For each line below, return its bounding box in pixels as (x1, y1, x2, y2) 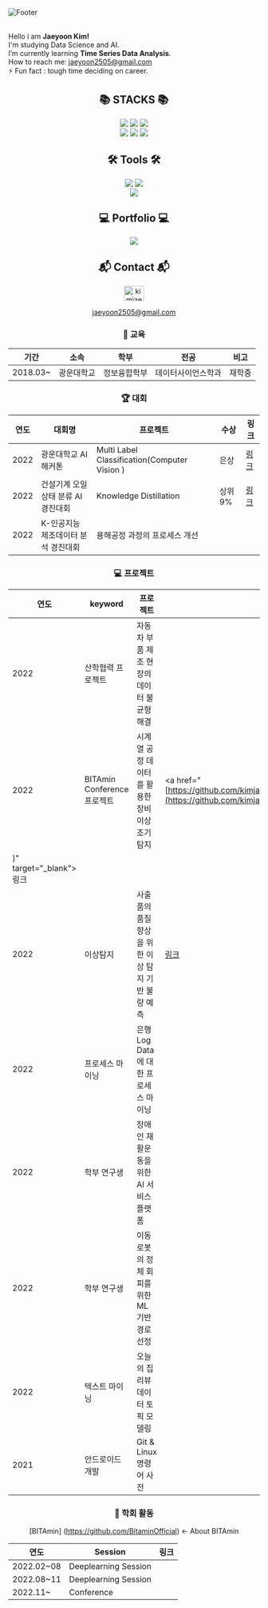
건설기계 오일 (41, 478, 88, 489)
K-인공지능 (41, 517, 81, 529)
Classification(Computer (96, 454, 188, 465)
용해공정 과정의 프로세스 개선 (96, 529, 199, 541)
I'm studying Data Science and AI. (8, 40, 120, 50)
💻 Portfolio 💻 (98, 212, 170, 225)
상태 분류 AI (41, 490, 83, 501)
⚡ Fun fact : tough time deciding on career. (8, 66, 149, 75)
